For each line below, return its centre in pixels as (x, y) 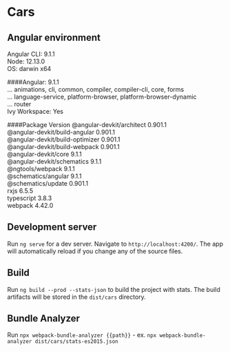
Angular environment (54, 38)
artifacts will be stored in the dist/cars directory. (76, 297)
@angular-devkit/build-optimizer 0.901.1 (64, 139)
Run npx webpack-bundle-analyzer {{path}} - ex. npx (82, 335)
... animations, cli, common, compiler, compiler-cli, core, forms (96, 89)
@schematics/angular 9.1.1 (44, 176)
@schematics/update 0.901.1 (48, 183)
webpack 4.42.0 (30, 205)
